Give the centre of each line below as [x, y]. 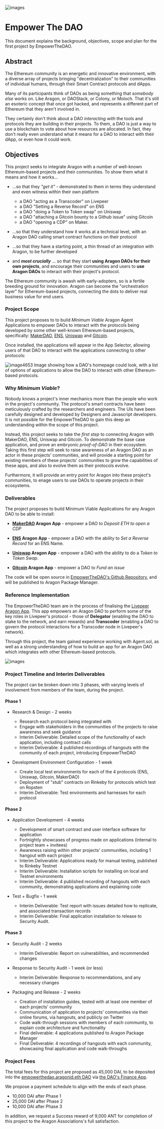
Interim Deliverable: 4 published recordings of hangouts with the [84, 747]
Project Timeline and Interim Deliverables [55, 674]
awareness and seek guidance [50, 732]
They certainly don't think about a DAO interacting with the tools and [74, 118]
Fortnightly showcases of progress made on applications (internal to [88, 840]
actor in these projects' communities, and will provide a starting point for [78, 455]
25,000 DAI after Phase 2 [37, 1101]
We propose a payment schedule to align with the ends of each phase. [76, 1086]
